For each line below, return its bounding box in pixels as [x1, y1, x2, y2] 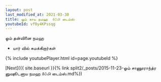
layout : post [5, 7, 33, 13]
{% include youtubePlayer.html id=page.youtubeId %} [5, 55, 118, 61]
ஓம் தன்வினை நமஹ [5, 35, 44, 41]
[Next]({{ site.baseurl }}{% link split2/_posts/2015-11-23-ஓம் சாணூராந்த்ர [5, 65, 156, 71]
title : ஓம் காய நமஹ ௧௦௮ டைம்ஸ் [5, 17, 75, 22]
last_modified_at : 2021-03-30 [5, 12, 70, 17]
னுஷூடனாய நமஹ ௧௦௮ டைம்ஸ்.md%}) [5, 71, 82, 77]
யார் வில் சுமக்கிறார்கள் [12, 45, 56, 51]
